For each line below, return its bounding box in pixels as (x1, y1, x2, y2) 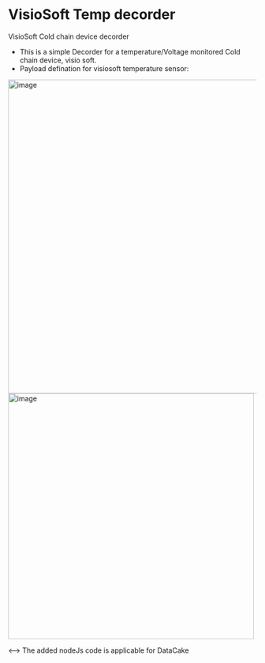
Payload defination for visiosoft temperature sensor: (19, 63, 189, 73)
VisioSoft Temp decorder (8, 6, 176, 24)
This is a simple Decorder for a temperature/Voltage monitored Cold (19, 47, 241, 56)
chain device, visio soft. (19, 55, 97, 65)
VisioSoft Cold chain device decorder (8, 32, 130, 41)
